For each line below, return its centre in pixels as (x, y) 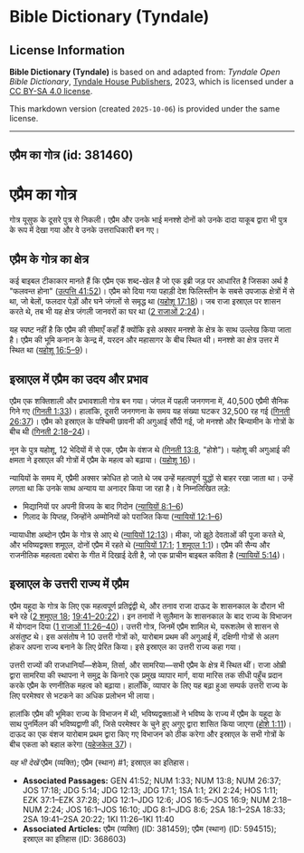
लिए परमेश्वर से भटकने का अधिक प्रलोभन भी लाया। (82, 695)
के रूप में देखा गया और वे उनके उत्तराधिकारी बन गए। (85, 230)
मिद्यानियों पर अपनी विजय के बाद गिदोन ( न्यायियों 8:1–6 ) (103, 506)
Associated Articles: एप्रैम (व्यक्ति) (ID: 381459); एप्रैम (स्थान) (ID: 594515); (150, 829)
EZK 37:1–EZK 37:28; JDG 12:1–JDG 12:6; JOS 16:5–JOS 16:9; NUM (146, 800)
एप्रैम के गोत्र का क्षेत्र (49, 259)
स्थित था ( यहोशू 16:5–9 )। (49, 350)
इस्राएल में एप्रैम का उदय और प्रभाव (79, 379)
